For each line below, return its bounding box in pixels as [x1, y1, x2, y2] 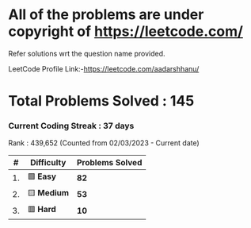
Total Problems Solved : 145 [8, 92, 195, 110]
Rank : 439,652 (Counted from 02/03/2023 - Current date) [8, 138, 200, 148]
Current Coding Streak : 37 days [8, 121, 135, 132]
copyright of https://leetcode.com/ [8, 22, 244, 41]
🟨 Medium [27, 187, 70, 199]
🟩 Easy [27, 171, 57, 182]
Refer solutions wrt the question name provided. [8, 48, 165, 58]
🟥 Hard [27, 204, 57, 215]
